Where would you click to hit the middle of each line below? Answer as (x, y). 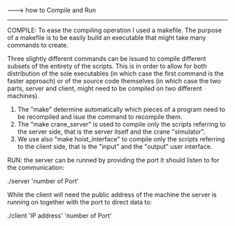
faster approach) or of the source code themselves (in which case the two (114, 81)
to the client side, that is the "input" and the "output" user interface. (115, 147)
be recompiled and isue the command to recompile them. (100, 117)
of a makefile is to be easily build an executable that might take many (107, 37)
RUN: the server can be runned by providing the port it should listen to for (113, 160)
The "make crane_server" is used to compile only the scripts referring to (121, 124)
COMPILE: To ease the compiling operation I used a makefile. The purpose (115, 30)
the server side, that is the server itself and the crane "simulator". (111, 132)
